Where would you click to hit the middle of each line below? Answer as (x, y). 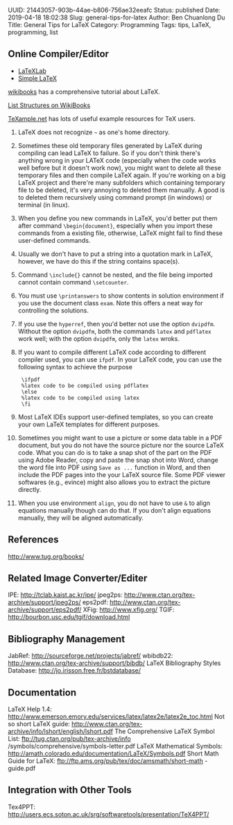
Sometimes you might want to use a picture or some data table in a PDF (120, 438)
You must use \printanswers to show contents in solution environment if (121, 296)
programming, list (33, 32)
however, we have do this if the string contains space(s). (98, 261)
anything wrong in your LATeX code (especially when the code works (117, 160)
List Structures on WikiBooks (49, 105)
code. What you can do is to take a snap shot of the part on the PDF (115, 452)
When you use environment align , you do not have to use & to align (114, 503)
